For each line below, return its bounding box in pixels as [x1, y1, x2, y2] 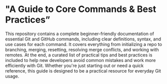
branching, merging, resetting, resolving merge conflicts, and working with [5, 46, 159, 52]
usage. [5, 73, 19, 79]
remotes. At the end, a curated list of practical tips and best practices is [5, 51, 152, 58]
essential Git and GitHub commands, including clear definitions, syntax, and [5, 36, 161, 42]
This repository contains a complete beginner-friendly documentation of [5, 30, 154, 36]
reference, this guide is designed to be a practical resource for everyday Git [5, 67, 161, 73]
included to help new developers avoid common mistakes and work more [5, 57, 156, 63]
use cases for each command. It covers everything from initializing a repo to [5, 41, 162, 47]
